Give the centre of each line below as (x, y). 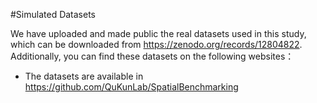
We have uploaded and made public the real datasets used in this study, (158, 33)
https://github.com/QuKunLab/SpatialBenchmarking (131, 87)
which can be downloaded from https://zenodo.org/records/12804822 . (156, 44)
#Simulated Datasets (53, 14)
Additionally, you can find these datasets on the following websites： (152, 56)
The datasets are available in (84, 76)
